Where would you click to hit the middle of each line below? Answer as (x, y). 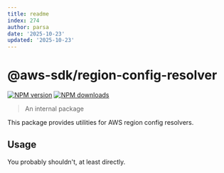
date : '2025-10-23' (36, 34)
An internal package (54, 109)
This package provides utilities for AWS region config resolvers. (101, 123)
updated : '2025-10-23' (41, 40)
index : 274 (23, 21)
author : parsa (28, 27)
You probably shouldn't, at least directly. (66, 162)
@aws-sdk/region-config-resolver (112, 76)
